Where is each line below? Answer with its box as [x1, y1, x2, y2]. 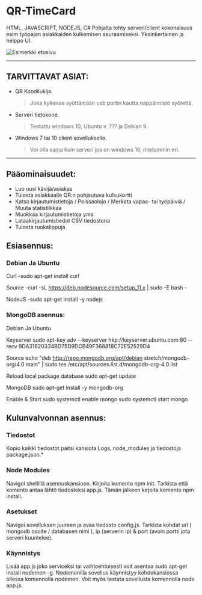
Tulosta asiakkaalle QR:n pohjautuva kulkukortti [14, 191, 132, 199]
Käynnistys [6, 549, 41, 557]
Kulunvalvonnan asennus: [6, 413, 106, 423]
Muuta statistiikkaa [14, 204, 62, 211]
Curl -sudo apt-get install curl [6, 273, 80, 280]
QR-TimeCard [6, 4, 76, 18]
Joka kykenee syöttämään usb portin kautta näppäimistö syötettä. [29, 99, 194, 106]
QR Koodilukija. [14, 87, 53, 94]
